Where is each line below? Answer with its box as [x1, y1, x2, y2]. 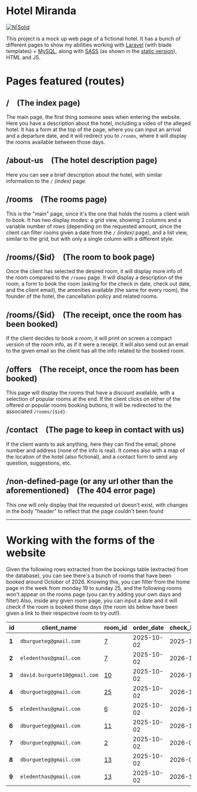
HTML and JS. [6, 54, 41, 61]
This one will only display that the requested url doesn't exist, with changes [6, 501, 188, 508]
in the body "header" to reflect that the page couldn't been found [6, 508, 164, 515]
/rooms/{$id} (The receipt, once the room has [6, 310, 182, 320]
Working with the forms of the [6, 533, 155, 547]
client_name [42, 623, 77, 631]
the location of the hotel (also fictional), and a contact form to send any [6, 453, 178, 460]
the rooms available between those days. [6, 138, 106, 145]
